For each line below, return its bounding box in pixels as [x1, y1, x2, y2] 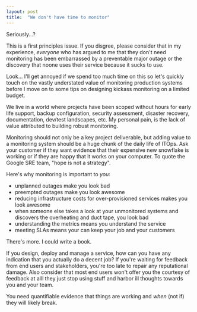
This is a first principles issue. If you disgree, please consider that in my [6, 42, 182, 49]
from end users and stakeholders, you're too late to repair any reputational [6, 262, 188, 269]
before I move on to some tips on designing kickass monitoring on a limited [6, 85, 190, 92]
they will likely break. [6, 299, 58, 306]
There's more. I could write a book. [6, 238, 92, 245]
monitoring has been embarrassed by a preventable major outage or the [6, 55, 183, 62]
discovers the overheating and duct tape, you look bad [14, 214, 149, 221]
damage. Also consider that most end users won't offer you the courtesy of [6, 269, 190, 276]
